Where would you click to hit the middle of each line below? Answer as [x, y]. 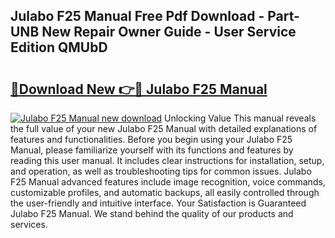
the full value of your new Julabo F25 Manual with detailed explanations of [164, 128]
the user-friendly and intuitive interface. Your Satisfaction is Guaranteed [158, 203]
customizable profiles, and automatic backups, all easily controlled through [165, 192]
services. [29, 224]
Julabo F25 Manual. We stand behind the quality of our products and [152, 213]
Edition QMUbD [59, 47]
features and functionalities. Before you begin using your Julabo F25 [151, 139]
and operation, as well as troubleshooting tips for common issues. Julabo [161, 171]
